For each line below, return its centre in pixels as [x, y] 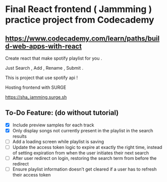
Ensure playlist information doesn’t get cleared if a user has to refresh [85, 169]
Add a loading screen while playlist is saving [58, 141]
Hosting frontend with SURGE [36, 87]
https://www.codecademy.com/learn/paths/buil [82, 38]
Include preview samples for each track [53, 125]
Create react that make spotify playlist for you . [54, 58]
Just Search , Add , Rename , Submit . [44, 68]
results [20, 136]
